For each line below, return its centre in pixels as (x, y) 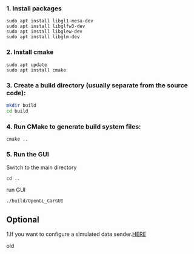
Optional (23, 219)
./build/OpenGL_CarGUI (35, 201)
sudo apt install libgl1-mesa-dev (50, 21)
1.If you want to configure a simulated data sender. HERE (76, 234)
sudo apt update (27, 65)
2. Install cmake (30, 52)
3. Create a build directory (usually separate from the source (97, 85)
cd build (17, 111)
